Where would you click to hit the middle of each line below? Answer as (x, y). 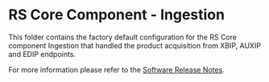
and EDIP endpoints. (42, 54)
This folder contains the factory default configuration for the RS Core (123, 37)
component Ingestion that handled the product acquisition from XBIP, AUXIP (135, 45)
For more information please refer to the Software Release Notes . (117, 69)
